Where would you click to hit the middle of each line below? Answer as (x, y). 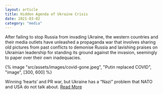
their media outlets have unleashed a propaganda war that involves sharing (80, 42)
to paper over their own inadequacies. (43, 58)
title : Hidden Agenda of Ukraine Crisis (47, 14)
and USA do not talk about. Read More (44, 87)
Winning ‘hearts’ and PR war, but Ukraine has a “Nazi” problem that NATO (79, 82)
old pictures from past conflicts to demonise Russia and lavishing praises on (81, 47)
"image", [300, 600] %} (29, 72)
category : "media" (24, 23)
